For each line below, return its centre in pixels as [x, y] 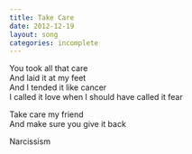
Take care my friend [46, 114]
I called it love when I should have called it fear [96, 97]
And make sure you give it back [68, 124]
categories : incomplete [54, 43]
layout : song [34, 34]
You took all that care [49, 68]
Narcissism [30, 141]
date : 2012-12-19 [42, 26]
